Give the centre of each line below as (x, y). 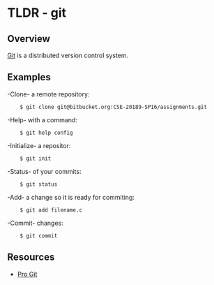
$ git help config (46, 133)
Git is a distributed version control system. (68, 55)
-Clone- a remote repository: (48, 94)
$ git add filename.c (51, 210)
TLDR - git (37, 13)
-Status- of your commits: (44, 171)
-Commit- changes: (36, 223)
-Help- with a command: (43, 119)
